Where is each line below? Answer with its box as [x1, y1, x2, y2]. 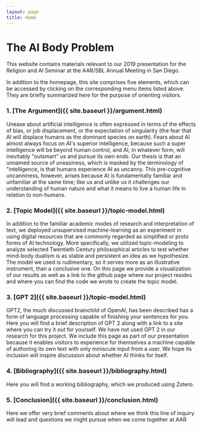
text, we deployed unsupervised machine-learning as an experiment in [6, 226, 182, 234]
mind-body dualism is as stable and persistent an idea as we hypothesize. [6, 252, 190, 260]
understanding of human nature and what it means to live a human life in [6, 185, 186, 192]
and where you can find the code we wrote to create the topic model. [6, 278, 178, 285]
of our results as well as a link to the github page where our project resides [6, 272, 192, 279]
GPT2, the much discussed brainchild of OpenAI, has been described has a [6, 307, 194, 314]
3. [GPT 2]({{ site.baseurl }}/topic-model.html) [6, 293, 147, 301]
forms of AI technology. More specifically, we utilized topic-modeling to [6, 240, 184, 247]
